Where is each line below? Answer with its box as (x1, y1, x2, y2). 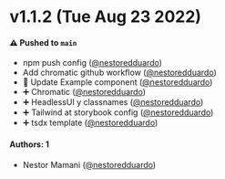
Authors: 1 (9, 139, 50, 150)
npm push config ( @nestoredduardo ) (22, 58, 162, 68)
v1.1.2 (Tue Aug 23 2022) (9, 6, 202, 27)
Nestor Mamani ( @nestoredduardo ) (22, 159, 157, 170)
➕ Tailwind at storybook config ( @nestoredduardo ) (22, 107, 214, 118)
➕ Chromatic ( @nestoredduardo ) (22, 87, 147, 98)
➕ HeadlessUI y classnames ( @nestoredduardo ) (22, 97, 204, 108)
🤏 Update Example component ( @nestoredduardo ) (22, 77, 213, 88)
